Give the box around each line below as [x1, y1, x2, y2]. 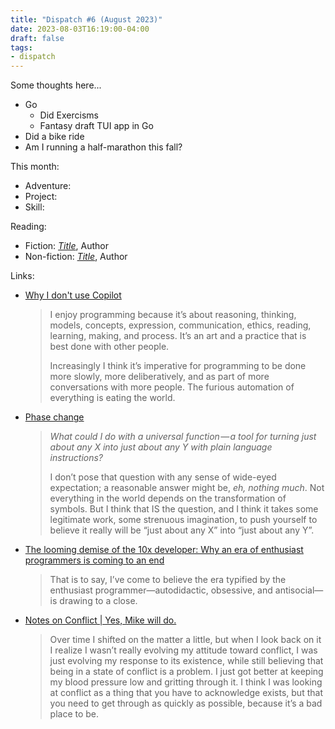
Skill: [24, 201, 45, 213]
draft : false [10, 33, 65, 43]
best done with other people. [49, 341, 170, 353]
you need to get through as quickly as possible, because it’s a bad [49, 697, 323, 710]
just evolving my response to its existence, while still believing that [49, 655, 324, 667]
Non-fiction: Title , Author [24, 251, 128, 263]
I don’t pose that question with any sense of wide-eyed [49, 471, 277, 483]
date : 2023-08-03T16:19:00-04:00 [10, 24, 150, 34]
